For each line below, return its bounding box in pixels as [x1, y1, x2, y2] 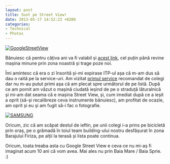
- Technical [5, 26, 30, 31]
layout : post [5, 7, 33, 13]
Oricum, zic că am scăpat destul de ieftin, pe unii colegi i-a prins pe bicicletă [5, 122, 165, 128]
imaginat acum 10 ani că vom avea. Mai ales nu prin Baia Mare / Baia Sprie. [5, 148, 162, 154]
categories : [5, 21, 30, 27]
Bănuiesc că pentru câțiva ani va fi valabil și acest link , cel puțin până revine [5, 55, 164, 61]
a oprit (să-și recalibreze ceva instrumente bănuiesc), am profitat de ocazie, [5, 97, 164, 103]
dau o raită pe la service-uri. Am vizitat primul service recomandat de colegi [5, 76, 164, 81]
